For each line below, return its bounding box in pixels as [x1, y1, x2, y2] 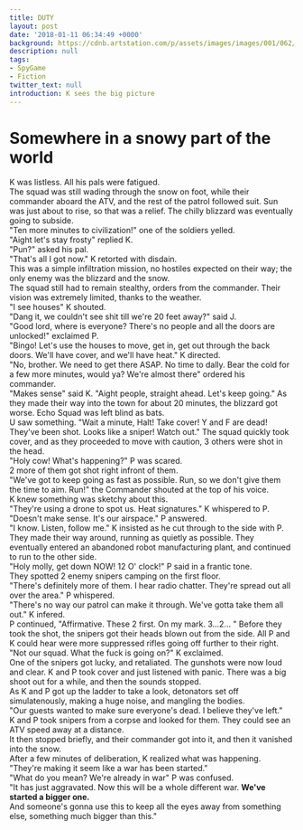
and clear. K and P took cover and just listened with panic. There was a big [9, 666, 287, 678]
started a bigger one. [9, 792, 90, 803]
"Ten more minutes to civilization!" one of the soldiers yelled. [9, 225, 236, 236]
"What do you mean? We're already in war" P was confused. [9, 772, 234, 783]
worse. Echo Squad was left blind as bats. [9, 408, 165, 419]
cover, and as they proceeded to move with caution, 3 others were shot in [9, 436, 283, 448]
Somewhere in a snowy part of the [9, 127, 271, 148]
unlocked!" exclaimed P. [9, 331, 99, 342]
